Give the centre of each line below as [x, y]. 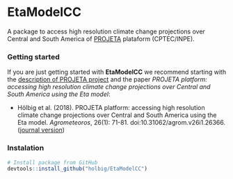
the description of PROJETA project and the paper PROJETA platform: [107, 79]
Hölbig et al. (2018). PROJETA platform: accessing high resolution [111, 108]
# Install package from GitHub [53, 162]
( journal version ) [41, 130]
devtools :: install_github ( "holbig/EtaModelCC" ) [78, 169]
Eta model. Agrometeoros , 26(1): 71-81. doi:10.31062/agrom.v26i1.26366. [121, 123]
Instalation [26, 148]
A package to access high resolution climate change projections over [106, 31]
